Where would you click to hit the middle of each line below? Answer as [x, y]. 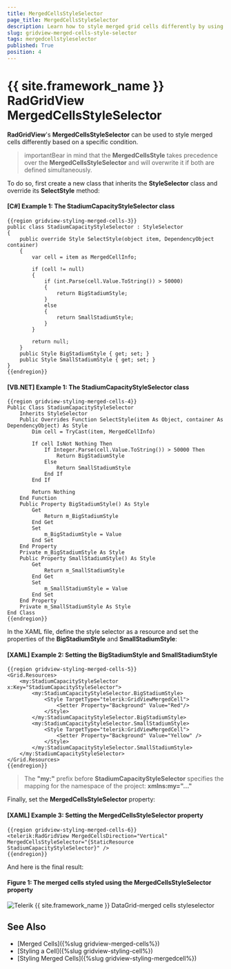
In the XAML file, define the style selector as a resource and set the [103, 632]
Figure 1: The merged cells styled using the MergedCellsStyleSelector [109, 883]
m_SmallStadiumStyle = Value [86, 589]
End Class [21, 613]
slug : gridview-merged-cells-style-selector [72, 33]
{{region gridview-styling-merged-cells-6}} [72, 830]
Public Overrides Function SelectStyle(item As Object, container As [122, 420]
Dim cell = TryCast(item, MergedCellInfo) [94, 432]
